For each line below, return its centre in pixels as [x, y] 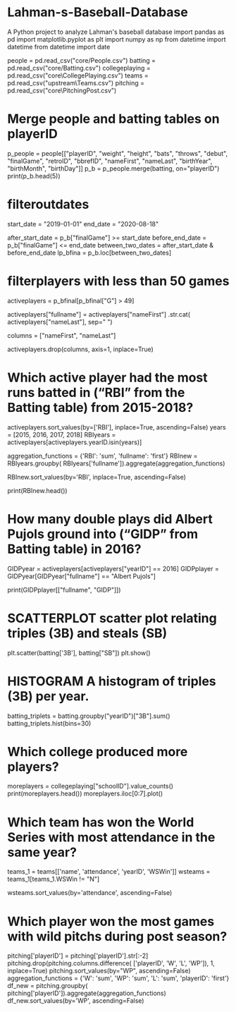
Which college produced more [98, 751]
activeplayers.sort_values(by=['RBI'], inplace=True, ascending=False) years [117, 427]
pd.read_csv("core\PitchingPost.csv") [62, 90]
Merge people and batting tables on [113, 119]
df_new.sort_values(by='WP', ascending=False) [76, 1001]
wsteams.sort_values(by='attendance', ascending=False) [90, 893]
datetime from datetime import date [59, 47]
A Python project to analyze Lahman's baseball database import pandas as [116, 32]
